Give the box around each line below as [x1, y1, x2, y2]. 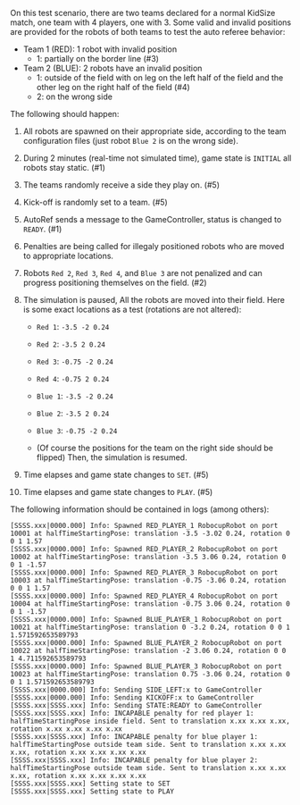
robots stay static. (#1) [22, 163, 106, 172]
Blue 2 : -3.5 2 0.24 [36, 408, 110, 418]
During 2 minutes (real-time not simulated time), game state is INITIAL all [22, 153, 292, 164]
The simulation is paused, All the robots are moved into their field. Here [22, 295, 285, 305]
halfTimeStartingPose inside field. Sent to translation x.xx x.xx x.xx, [10, 717, 291, 725]
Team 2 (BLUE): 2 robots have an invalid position [22, 63, 203, 73]
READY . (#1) [22, 223, 62, 234]
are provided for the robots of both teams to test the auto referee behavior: [10, 27, 286, 37]
